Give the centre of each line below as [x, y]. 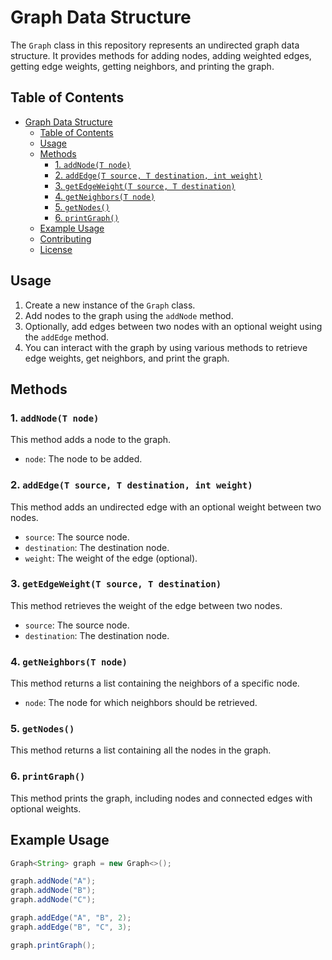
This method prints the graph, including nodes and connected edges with [161, 798]
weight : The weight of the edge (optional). [111, 558]
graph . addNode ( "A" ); [53, 881]
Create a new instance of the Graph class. [110, 305]
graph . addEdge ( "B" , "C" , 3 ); [71, 927]
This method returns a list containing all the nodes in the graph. [141, 750]
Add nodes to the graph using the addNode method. [129, 315]
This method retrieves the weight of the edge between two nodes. [146, 605]
